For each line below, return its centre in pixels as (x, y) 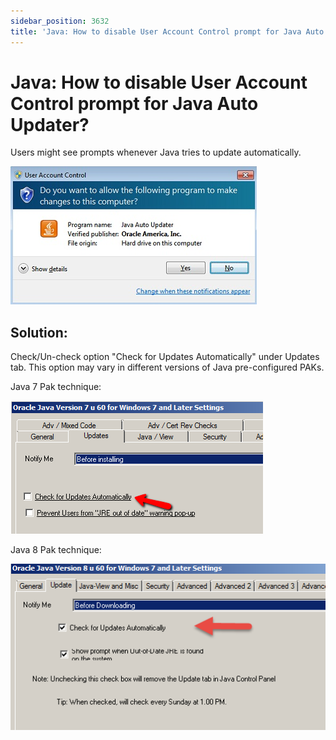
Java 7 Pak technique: (56, 387)
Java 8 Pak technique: (56, 550)
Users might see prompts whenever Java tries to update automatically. (156, 152)
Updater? (50, 124)
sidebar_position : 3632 (60, 21)
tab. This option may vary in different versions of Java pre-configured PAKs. (167, 367)
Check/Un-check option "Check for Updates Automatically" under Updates (165, 357)
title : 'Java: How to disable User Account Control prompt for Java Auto (167, 31)
